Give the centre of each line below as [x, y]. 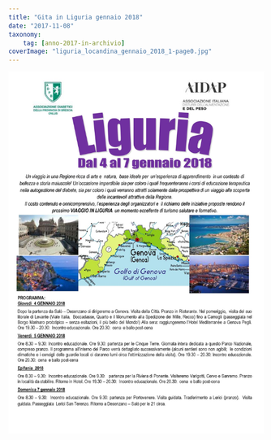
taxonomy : [25, 34]
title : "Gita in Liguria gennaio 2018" [76, 17]
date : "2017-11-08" [41, 26]
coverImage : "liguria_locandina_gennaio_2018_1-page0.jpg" [110, 52]
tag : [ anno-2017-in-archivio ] [74, 43]
